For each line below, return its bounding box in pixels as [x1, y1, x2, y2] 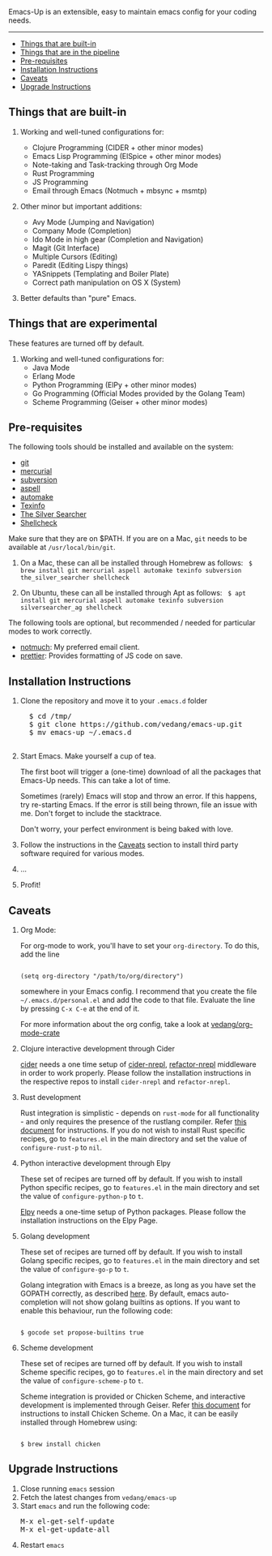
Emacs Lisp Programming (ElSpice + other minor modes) [32, 151, 222, 161]
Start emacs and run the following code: [19, 1501, 151, 1511]
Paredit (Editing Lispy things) [32, 260, 129, 270]
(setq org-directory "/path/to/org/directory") [19, 973, 184, 981]
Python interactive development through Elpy [19, 1158, 172, 1168]
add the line [19, 949, 60, 960]
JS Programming [32, 177, 89, 187]
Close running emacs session [19, 1484, 115, 1494]
